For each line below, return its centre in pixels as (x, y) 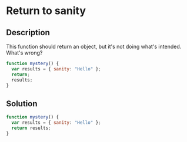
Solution (22, 104)
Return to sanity (46, 11)
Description (28, 33)
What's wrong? (24, 53)
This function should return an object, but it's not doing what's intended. (94, 46)
